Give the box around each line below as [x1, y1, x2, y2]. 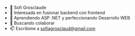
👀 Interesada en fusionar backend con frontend [9, 10, 105, 16]
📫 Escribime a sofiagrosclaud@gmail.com [9, 26, 95, 31]
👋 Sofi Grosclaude [9, 5, 46, 10]
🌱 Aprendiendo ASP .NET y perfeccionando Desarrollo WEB [9, 15, 131, 20]
